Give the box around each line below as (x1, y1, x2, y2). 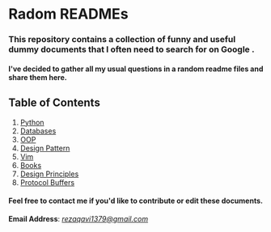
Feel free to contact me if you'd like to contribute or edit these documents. (8, 196, 263, 206)
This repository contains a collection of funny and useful (8, 34, 236, 45)
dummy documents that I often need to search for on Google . (8, 44, 255, 55)
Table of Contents (8, 96, 101, 110)
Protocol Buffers (19, 177, 75, 187)
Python (19, 117, 44, 127)
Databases (19, 126, 57, 136)
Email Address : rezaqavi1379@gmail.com (8, 213, 148, 223)
